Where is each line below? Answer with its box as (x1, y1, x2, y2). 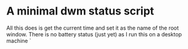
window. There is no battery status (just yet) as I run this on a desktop (6, 30, 182, 38)
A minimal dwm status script (6, 4, 154, 18)
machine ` (6, 37, 32, 44)
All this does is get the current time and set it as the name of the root (6, 24, 179, 31)
